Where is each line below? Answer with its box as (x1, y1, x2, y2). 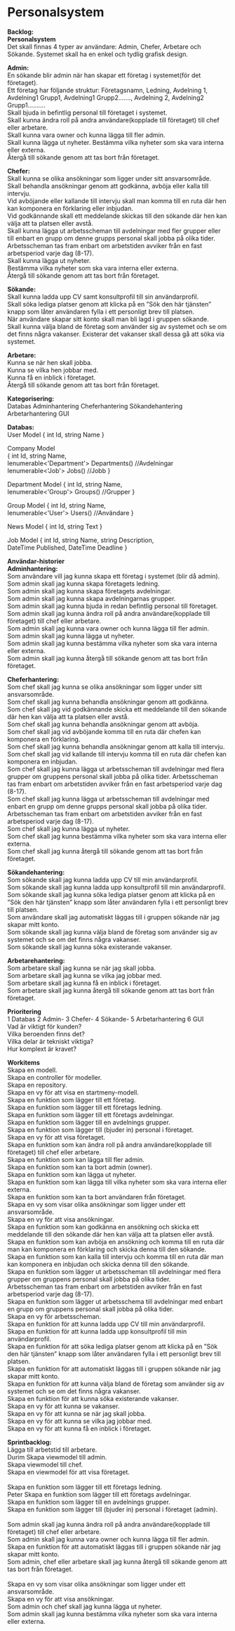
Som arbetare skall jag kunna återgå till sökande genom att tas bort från (7, 986, 215, 995)
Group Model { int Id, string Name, (7, 501, 107, 510)
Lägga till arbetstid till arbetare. (7, 1445, 98, 1454)
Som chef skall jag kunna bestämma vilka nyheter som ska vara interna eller (7, 832, 227, 840)
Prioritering (7, 1007, 42, 1016)
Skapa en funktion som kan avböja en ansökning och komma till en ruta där (7, 1237, 224, 1246)
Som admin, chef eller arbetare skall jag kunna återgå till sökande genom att (7, 1557, 227, 1566)
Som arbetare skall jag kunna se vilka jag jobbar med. (7, 971, 162, 979)
